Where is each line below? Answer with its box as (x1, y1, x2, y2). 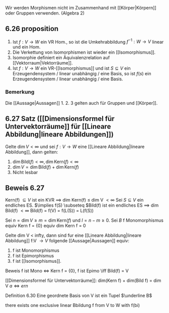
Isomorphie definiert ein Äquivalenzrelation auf (12, 55, 110, 61)
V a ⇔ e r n (5, 283, 29, 289)
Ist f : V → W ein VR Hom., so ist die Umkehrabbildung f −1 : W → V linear (12, 38, 164, 45)
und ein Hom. (12, 44, 41, 50)
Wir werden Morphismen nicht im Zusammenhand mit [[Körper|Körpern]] (5, 5, 157, 11)
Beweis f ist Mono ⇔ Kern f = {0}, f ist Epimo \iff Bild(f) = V (5, 268, 129, 274)
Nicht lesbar (12, 169, 38, 175)
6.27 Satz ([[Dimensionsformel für (5, 114, 115, 123)
